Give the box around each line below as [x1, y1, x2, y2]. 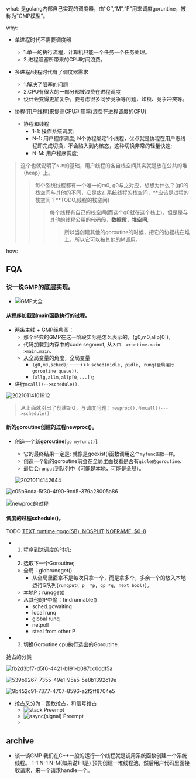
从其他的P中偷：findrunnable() [23, 596, 98, 603]
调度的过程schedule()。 [6, 514, 64, 521]
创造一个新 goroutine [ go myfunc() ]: [14, 438, 99, 445]
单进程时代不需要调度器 [14, 36, 71, 43]
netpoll [32, 622, 49, 629]
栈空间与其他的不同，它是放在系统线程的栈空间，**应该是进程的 [35, 189, 189, 196]
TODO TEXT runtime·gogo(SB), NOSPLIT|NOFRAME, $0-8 [6, 528, 146, 535]
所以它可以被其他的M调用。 [74, 236, 141, 243]
